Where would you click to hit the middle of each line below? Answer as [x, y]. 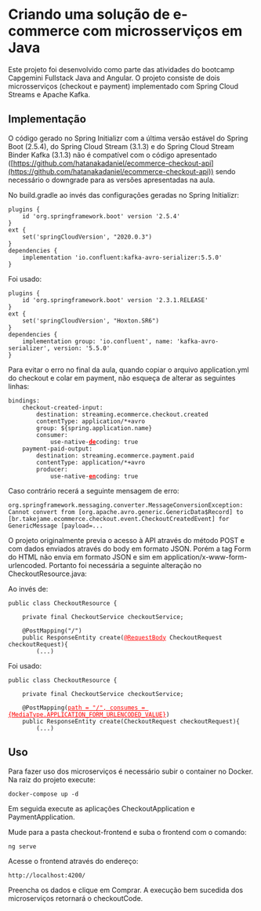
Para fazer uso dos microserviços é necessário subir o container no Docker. [130, 771]
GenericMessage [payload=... [56, 526]
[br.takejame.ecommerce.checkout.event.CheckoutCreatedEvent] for [119, 519]
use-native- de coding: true [94, 442]
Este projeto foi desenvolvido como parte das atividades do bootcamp [121, 69]
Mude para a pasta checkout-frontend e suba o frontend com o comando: [127, 832]
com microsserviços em [162, 31]
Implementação [47, 119]
